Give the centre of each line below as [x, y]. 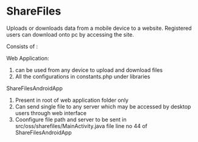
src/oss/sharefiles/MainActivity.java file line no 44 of [81, 126]
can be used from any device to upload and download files [89, 70]
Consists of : [22, 46]
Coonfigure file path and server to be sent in [71, 119]
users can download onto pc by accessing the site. [70, 34]
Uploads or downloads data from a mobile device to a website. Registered [99, 28]
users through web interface [51, 113]
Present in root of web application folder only [72, 100]
